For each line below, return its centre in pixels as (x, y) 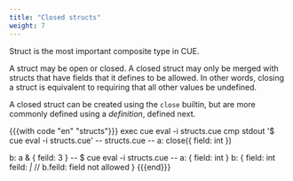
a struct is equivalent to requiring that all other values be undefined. (133, 87)
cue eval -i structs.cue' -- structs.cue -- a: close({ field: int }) (121, 140)
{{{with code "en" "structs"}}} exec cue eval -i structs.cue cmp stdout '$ (142, 130)
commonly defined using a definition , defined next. (103, 114)
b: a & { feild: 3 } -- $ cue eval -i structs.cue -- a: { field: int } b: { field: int (143, 157)
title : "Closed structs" (55, 17)
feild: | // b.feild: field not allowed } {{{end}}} (90, 167)
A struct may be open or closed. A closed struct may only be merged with (144, 68)
